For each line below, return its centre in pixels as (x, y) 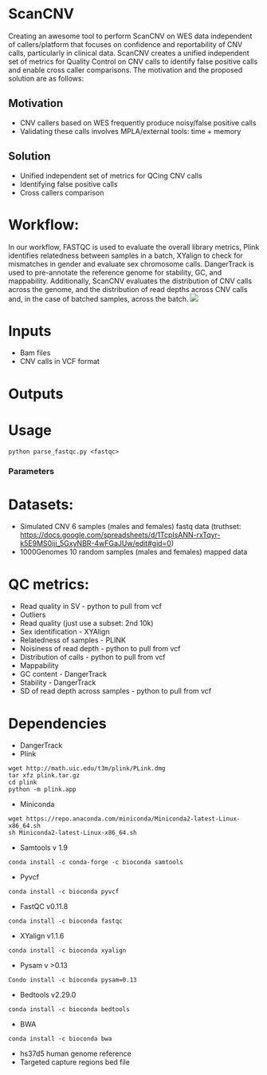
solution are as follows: (46, 78)
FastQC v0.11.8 (44, 907)
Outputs (36, 394)
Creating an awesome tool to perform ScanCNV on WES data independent (130, 36)
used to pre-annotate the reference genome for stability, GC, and (115, 272)
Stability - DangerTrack (58, 682)
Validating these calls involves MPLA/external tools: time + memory (130, 131)
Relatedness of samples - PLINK (73, 640)
